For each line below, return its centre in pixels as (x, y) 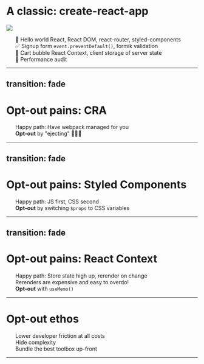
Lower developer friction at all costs (60, 335)
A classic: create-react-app (77, 11)
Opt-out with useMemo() (44, 289)
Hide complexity (36, 342)
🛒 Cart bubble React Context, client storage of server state (88, 52)
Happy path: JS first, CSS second (57, 201)
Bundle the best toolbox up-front (56, 349)
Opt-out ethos (42, 319)
